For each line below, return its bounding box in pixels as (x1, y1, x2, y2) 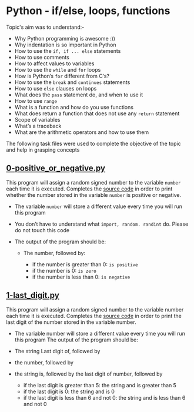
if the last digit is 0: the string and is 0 (23, 388, 115, 395)
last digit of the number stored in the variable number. (6, 319, 136, 326)
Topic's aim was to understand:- (6, 24, 85, 31)
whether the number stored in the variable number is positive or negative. (6, 191, 181, 198)
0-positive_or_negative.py (6, 163, 106, 173)
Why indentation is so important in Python (14, 41, 116, 48)
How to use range (14, 97, 58, 104)
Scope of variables (14, 116, 61, 123)
